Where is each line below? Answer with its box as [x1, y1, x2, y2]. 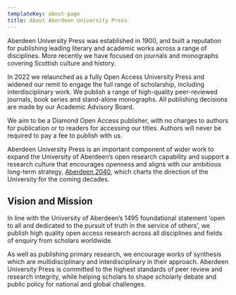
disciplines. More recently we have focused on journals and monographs [7, 51, 218, 60]
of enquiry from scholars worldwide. [7, 236, 113, 245]
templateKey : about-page [7, 10, 80, 18]
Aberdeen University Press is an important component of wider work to [7, 145, 214, 153]
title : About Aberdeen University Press [7, 17, 128, 24]
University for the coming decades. [7, 174, 110, 183]
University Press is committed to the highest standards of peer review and [7, 265, 223, 274]
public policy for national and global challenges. [7, 280, 147, 289]
